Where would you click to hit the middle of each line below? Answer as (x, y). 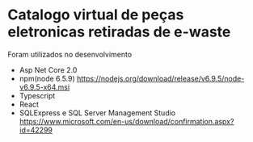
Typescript (37, 95)
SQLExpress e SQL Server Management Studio (97, 113)
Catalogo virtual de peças (96, 15)
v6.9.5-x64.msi (44, 87)
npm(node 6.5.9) (47, 78)
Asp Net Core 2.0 (48, 69)
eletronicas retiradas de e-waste (119, 32)
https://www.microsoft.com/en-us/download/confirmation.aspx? (126, 121)
